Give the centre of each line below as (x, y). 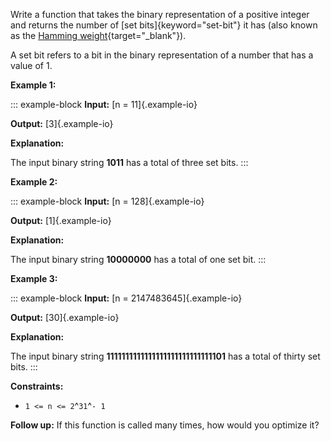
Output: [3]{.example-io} (62, 123)
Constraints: (37, 386)
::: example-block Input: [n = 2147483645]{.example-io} (126, 298)
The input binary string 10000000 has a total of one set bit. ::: (138, 259)
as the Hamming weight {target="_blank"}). (98, 35)
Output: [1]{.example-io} (61, 220)
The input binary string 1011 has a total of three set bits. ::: (129, 162)
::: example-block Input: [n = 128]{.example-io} (107, 201)
